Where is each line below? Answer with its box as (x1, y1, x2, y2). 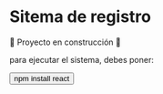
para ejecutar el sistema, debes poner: (9, 54, 155, 65)
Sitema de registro (9, 6, 152, 27)
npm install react (14, 73, 70, 83)
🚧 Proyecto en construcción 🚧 (9, 37, 121, 47)
